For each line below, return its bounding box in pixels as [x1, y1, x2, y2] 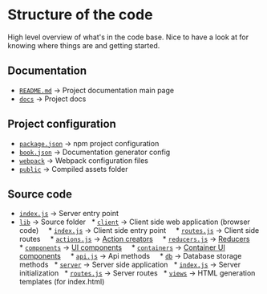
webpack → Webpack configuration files [18, 155, 149, 165]
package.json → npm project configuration [18, 138, 160, 148]
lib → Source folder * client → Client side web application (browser [18, 217, 250, 227]
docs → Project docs [18, 94, 87, 104]
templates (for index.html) [18, 277, 105, 287]
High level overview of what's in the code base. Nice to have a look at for [7, 32, 249, 42]
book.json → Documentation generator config [18, 147, 171, 157]
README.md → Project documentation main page [18, 85, 174, 95]
